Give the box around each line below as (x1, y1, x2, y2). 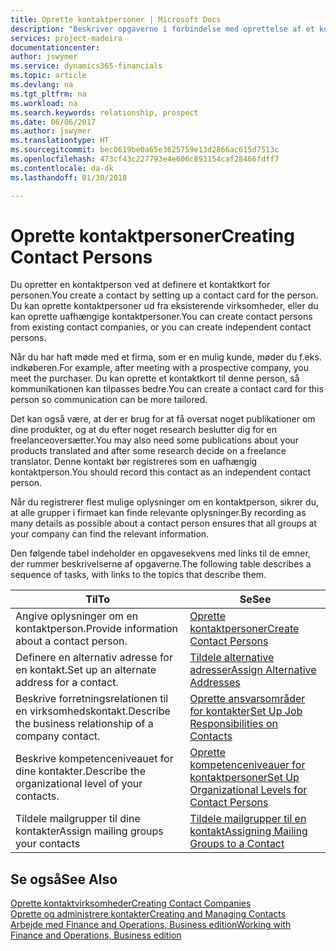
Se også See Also (10, 871, 118, 888)
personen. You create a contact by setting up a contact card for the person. (10, 289, 319, 301)
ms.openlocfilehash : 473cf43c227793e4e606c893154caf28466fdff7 (10, 154, 280, 164)
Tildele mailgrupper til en (189, 812, 307, 826)
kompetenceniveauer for (189, 758, 306, 772)
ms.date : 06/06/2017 (10, 117, 97, 127)
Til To (85, 592, 110, 606)
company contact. (15, 729, 101, 743)
